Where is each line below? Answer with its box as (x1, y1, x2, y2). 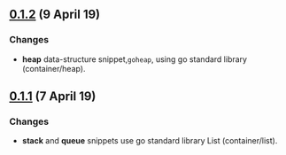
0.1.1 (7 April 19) (9, 89, 97, 105)
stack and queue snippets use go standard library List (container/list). (21, 136, 278, 146)
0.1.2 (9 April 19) (9, 7, 100, 22)
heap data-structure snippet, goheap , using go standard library (21, 53, 248, 65)
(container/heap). (21, 63, 86, 74)
